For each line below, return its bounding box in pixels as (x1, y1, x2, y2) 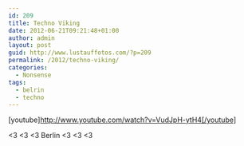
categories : (8, 64, 48, 72)
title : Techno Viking (8, 19, 81, 27)
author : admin (8, 34, 56, 42)
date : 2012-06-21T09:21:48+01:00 (8, 26, 120, 34)
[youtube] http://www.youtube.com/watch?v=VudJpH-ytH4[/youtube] (8, 115, 237, 124)
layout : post (8, 41, 52, 49)
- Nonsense (15, 71, 52, 79)
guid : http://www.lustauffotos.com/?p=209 (8, 49, 152, 57)
